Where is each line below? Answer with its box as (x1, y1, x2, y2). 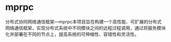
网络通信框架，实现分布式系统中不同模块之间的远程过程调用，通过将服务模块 (5, 24, 166, 31)
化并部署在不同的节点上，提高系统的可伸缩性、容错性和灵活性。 (5, 31, 139, 37)
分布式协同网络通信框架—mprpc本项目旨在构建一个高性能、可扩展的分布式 (5, 18, 162, 24)
